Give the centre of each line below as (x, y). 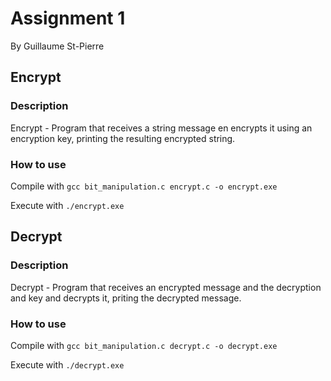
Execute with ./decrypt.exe (67, 364)
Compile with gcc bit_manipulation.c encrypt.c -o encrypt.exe (144, 186)
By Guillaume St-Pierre (57, 46)
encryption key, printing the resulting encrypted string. (123, 138)
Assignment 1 (68, 18)
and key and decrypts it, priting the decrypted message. (126, 298)
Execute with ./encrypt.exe (67, 205)
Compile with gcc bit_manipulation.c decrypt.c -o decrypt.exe (144, 345)
